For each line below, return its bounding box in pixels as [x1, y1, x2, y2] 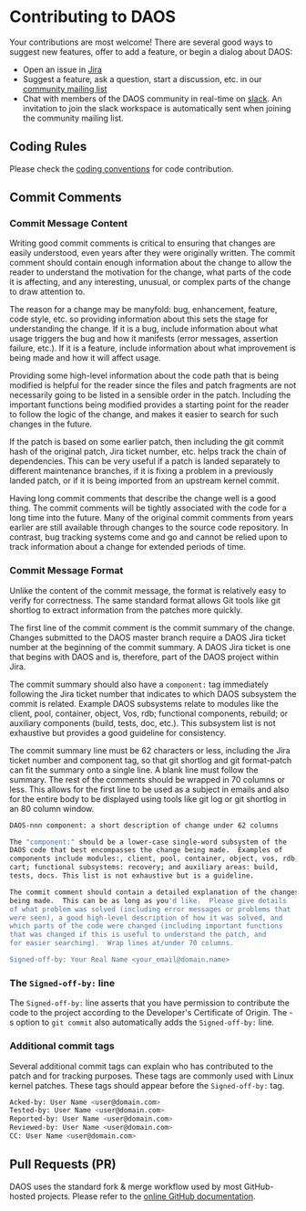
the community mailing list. [22, 112, 125, 123]
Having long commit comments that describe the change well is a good [9, 493, 277, 504]
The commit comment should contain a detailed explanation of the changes [9, 888, 300, 897]
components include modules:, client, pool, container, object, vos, [9, 854, 280, 864]
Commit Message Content [9, 217, 128, 230]
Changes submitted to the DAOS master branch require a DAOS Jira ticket [9, 632, 287, 643]
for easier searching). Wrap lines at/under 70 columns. [9, 939, 234, 948]
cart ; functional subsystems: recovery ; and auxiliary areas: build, [9, 863, 280, 872]
